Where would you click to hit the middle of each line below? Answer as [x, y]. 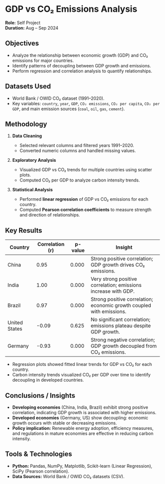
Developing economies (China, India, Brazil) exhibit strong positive [80, 407]
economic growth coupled [121, 305]
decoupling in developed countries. [48, 380]
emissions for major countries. [43, 60]
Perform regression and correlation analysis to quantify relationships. [82, 71]
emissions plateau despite [121, 326]
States [15, 329]
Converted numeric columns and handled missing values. [78, 151]
